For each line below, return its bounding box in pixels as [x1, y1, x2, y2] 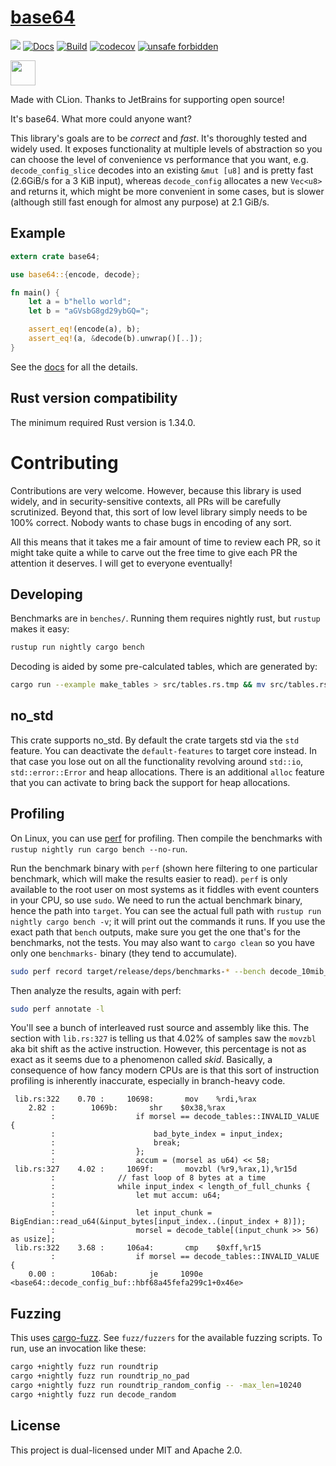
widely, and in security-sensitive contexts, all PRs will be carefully [10, 495, 282, 507]
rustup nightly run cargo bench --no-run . [10, 842, 188, 855]
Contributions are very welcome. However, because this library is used [10, 484, 302, 496]
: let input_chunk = [50, 1208, 213, 1218]
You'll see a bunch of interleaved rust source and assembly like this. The [10, 1022, 310, 1034]
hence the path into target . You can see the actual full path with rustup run [10, 904, 322, 916]
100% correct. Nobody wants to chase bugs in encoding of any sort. [10, 516, 292, 528]
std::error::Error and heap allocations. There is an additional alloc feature [10, 766, 325, 778]
